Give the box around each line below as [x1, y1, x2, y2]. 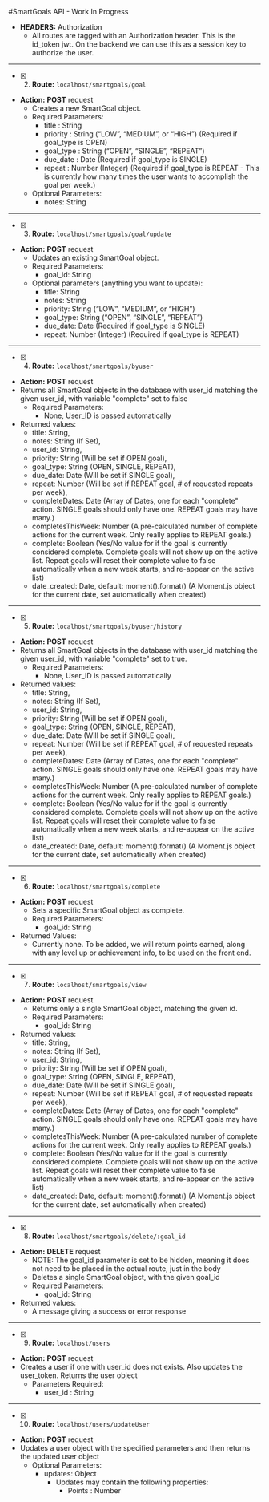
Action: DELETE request [19, 1247, 102, 1256]
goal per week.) [43, 180, 96, 189]
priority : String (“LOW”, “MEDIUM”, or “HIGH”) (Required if [43, 129, 238, 139]
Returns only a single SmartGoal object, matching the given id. [31, 1004, 238, 1013]
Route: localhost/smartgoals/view [31, 980, 147, 989]
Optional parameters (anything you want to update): [31, 278, 203, 288]
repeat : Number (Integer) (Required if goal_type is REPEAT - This [43, 164, 260, 172]
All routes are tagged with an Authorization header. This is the [31, 31, 236, 40]
